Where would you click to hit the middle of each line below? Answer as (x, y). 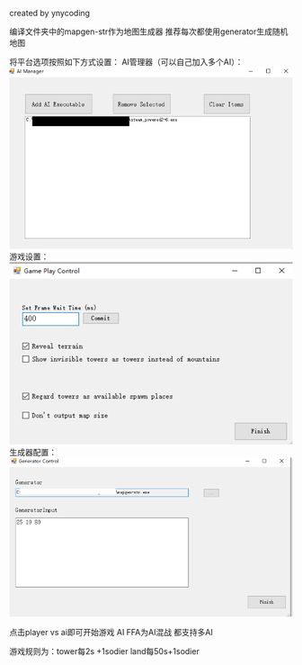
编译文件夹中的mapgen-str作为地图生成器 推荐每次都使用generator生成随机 (149, 31)
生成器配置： (33, 452)
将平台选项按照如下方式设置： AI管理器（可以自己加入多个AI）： (126, 62)
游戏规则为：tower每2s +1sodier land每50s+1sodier (104, 651)
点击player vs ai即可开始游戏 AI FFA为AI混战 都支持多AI (111, 632)
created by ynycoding (50, 13)
